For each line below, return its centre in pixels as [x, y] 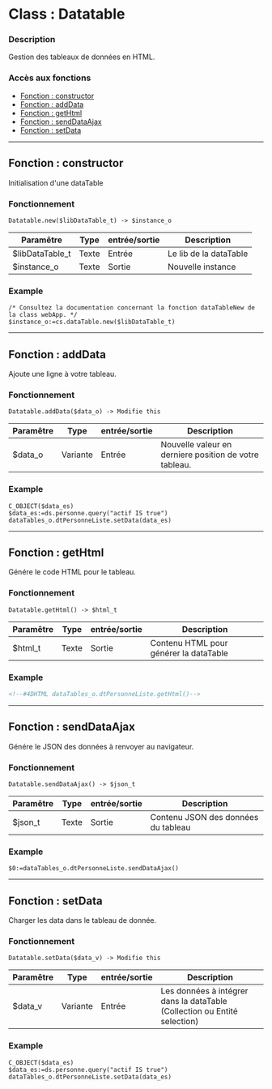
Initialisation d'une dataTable [56, 182]
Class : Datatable [67, 14]
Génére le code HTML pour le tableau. [72, 572]
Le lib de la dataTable [208, 254]
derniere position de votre [210, 455]
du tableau [170, 827]
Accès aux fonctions [50, 78]
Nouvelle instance [202, 267]
